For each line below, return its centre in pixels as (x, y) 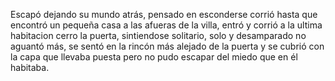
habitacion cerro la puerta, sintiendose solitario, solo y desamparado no (158, 35)
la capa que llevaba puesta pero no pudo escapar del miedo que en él (154, 57)
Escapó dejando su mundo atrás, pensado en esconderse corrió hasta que (164, 14)
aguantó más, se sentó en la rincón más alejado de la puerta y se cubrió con (167, 46)
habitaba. (30, 67)
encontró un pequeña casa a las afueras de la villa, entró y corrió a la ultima (166, 25)
